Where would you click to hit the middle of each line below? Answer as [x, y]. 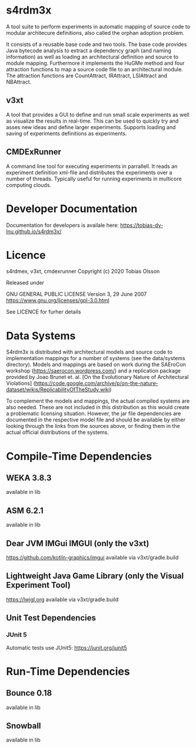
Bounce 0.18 [29, 693]
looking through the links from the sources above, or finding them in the [93, 426]
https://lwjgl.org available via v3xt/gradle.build [62, 599]
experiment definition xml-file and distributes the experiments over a [89, 172]
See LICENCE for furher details [44, 312]
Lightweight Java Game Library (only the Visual [95, 576]
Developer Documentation [72, 208]
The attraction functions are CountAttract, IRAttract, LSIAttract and [87, 75]
